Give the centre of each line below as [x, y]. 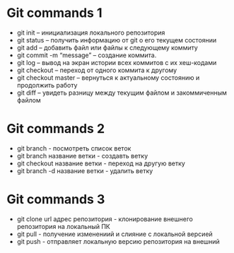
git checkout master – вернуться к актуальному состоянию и [108, 77]
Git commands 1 [54, 13]
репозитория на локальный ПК [63, 226]
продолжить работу [47, 85]
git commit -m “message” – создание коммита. [87, 55]
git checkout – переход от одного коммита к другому [97, 70]
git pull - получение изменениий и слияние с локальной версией [115, 234]
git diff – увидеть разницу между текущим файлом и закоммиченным [122, 93]
